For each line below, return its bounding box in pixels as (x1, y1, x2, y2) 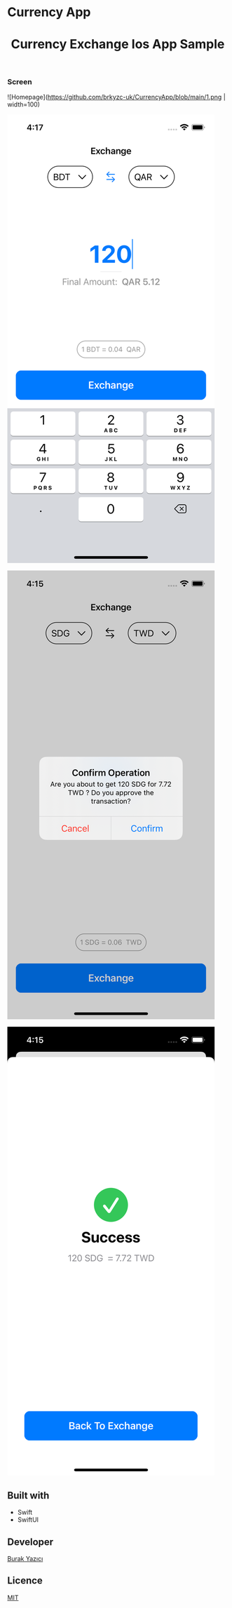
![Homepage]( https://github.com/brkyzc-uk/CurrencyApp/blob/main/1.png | (7, 93, 226, 102)
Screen (7, 77, 33, 87)
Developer (7, 1536, 54, 1548)
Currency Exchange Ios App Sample (11, 36, 225, 53)
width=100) (7, 100, 41, 109)
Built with (7, 1489, 50, 1501)
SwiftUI (17, 1515, 39, 1524)
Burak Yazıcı (7, 1555, 43, 1563)
